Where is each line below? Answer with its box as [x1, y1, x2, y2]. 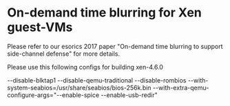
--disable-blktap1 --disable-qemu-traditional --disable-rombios [7, 76, 187, 84]
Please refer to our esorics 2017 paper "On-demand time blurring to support [7, 42, 223, 50]
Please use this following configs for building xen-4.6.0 [7, 63, 164, 71]
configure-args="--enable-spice [7, 91, 100, 99]
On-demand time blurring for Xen [7, 5, 202, 21]
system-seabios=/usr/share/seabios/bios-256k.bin [7, 83, 151, 92]
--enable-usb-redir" [101, 91, 158, 99]
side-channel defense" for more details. [7, 50, 121, 58]
